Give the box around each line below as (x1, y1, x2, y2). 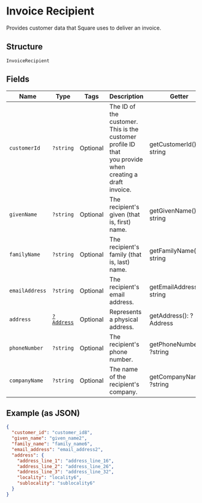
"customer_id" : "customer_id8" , (11, 430, 93, 436)
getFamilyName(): (149, 246, 200, 255)
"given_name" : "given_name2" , (11, 435, 87, 441)
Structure (6, 42, 43, 52)
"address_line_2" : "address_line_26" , (17, 463, 114, 469)
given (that (109, 210, 140, 219)
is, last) (109, 258, 130, 266)
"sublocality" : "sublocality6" (17, 480, 96, 487)
